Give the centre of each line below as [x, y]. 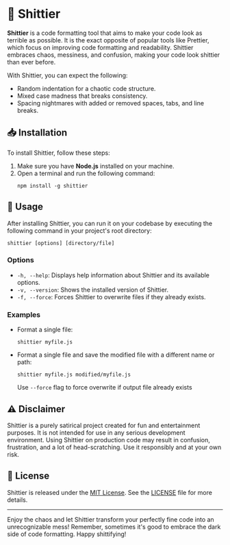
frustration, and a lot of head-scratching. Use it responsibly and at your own [114, 447]
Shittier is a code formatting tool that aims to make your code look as [105, 33]
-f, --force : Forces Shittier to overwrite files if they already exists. [112, 296]
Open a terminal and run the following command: [86, 173]
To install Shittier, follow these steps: [59, 153]
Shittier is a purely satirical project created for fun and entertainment [104, 425]
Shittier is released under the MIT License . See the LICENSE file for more [110, 492]
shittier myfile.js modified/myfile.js [74, 375]
